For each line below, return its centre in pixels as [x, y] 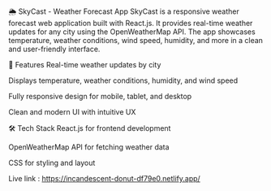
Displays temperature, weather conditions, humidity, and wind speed [123, 80]
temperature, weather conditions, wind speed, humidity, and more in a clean [136, 40]
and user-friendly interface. [54, 49]
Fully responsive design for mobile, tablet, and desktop [100, 96]
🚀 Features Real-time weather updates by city [85, 65]
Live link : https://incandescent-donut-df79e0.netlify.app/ [104, 178]
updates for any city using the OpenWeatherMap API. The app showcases [132, 32]
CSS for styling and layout [52, 163]
